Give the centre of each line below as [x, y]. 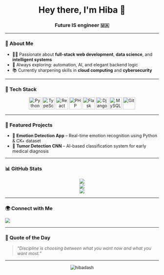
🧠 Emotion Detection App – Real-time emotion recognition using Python [85, 136]
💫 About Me [19, 43]
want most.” [29, 254]
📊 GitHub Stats [24, 169]
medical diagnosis [30, 151]
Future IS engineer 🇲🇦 [82, 25]
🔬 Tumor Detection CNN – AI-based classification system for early [79, 146]
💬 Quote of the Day [28, 237]
